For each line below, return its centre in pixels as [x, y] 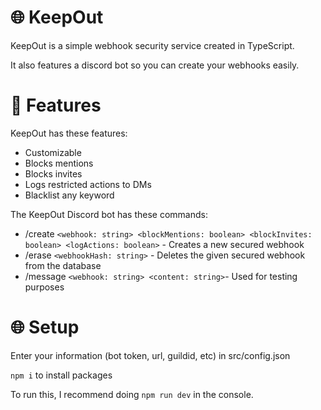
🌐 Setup [45, 327]
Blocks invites [53, 173]
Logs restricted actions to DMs [88, 184]
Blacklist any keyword [69, 195]
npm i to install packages [61, 375]
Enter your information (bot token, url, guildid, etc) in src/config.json [150, 355]
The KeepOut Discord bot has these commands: [109, 214]
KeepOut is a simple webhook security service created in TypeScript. [152, 45]
